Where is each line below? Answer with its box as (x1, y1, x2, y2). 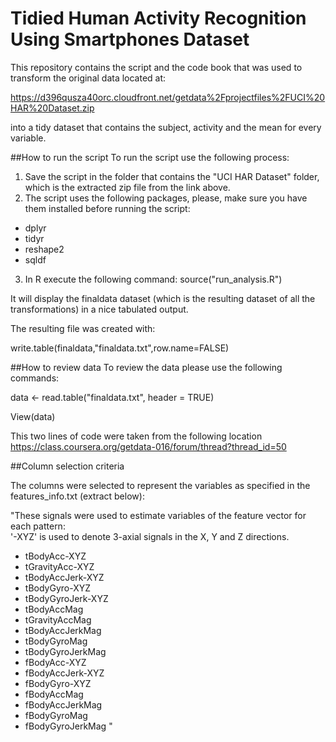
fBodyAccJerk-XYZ (24, 667, 105, 679)
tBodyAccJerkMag (24, 624, 102, 636)
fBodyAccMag (24, 688, 84, 700)
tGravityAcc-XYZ (24, 560, 95, 572)
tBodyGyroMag (24, 635, 88, 647)
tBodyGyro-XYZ (24, 582, 92, 594)
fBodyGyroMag (24, 709, 88, 721)
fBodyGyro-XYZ (24, 677, 92, 689)
